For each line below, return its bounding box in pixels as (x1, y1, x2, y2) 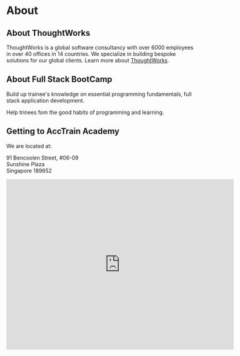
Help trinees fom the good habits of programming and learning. (6, 109, 165, 116)
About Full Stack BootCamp (6, 74, 113, 85)
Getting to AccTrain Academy (6, 126, 120, 136)
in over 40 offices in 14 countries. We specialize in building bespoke (6, 50, 176, 58)
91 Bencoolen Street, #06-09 (6, 154, 79, 161)
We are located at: (6, 142, 52, 149)
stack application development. (6, 96, 85, 104)
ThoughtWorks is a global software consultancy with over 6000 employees (6, 44, 194, 51)
